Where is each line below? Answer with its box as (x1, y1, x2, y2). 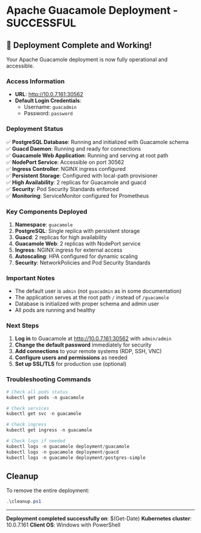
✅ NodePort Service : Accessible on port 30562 (6, 158, 124, 166)
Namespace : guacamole (14, 220, 73, 228)
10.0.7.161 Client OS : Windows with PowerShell (6, 521, 121, 529)
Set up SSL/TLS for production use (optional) (14, 360, 127, 367)
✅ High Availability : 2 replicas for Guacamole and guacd (6, 179, 147, 186)
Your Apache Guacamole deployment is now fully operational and (6, 56, 167, 63)
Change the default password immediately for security (14, 341, 152, 348)
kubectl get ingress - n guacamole (6, 427, 93, 433)
